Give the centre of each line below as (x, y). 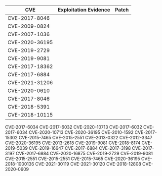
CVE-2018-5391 (29, 107)
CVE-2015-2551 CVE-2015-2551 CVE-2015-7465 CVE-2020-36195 (73, 159)
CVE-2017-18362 (30, 66)
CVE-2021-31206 (30, 83)
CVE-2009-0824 (29, 26)
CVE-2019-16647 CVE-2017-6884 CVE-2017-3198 (80, 148)
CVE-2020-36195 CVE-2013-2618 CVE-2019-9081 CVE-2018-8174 (73, 143)
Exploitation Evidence (84, 10)
